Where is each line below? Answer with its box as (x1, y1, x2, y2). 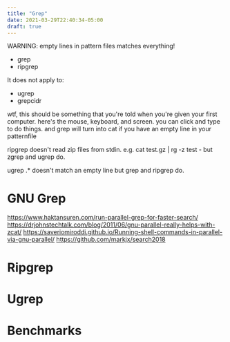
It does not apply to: (7, 76, 64, 84)
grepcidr (17, 97, 42, 105)
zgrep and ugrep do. (7, 153, 66, 161)
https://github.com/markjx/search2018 (56, 236, 166, 244)
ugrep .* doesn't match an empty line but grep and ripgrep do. (7, 167, 184, 175)
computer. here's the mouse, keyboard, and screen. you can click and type (7, 117, 221, 126)
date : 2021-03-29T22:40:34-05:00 (7, 17, 104, 23)
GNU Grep (7, 191, 66, 206)
